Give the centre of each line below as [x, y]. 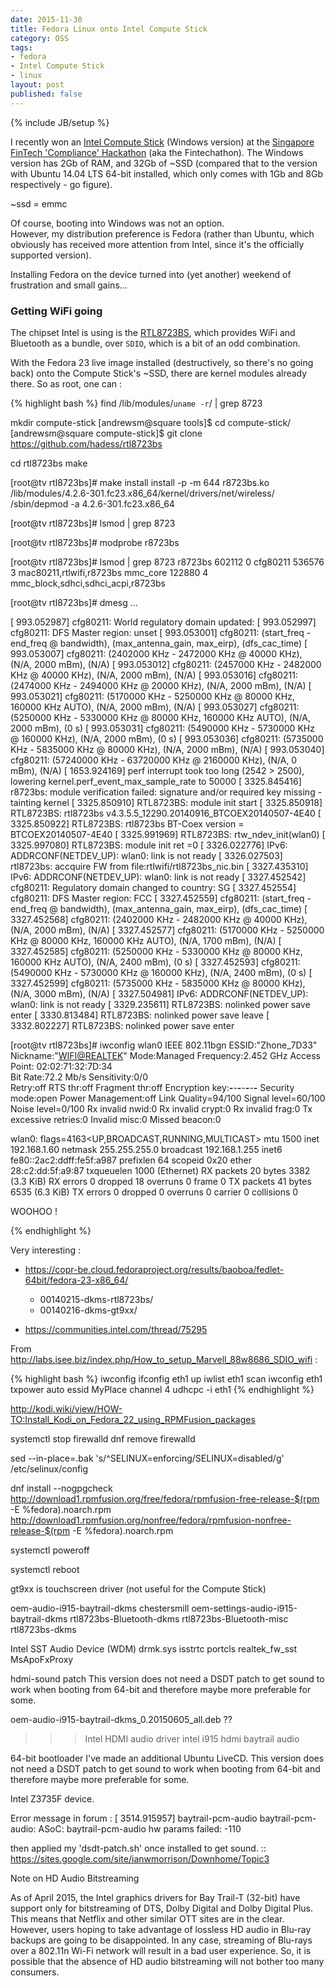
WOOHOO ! [34, 1211]
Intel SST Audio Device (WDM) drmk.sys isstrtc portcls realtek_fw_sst [154, 1648]
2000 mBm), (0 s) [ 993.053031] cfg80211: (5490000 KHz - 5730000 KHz [162, 728]
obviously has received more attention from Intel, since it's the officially [157, 244]
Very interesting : [46, 1250]
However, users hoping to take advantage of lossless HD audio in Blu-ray [161, 1929]
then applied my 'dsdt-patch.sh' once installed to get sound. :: [138, 1848]
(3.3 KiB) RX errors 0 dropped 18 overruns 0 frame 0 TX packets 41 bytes [161, 1181]
